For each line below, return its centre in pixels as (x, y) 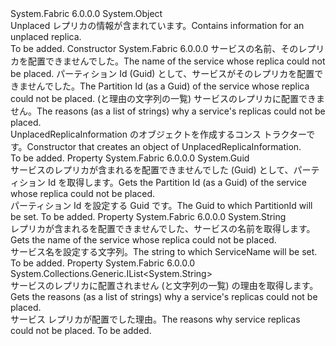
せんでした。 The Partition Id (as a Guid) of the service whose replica (168, 86)
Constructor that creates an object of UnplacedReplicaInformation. (164, 146)
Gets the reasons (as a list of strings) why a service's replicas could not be (164, 296)
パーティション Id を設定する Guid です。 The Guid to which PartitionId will (161, 205)
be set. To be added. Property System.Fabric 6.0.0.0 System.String (148, 216)
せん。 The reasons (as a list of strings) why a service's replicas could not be (168, 111)
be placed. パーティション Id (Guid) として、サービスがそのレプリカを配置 (162, 73)
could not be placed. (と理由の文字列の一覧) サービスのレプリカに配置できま (168, 98)
